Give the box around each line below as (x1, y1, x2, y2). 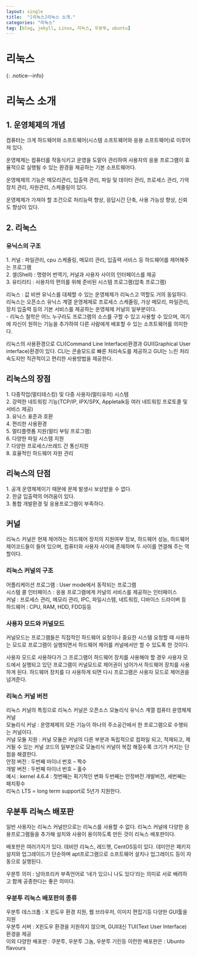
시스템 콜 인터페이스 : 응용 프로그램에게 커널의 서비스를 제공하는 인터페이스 (6, 588, 178, 595)
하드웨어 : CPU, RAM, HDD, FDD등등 (6, 603, 92, 610)
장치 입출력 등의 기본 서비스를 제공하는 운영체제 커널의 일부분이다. (6, 305, 157, 312)
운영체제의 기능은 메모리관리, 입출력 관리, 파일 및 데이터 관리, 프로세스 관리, (6, 176, 178, 183)
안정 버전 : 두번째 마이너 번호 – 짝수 (6, 758, 87, 765)
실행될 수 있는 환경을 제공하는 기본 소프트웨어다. (26, 164, 136, 171)
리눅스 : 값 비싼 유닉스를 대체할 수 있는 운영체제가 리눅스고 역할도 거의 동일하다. (6, 291, 188, 298)
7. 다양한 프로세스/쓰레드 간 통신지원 (6, 442, 89, 449)
